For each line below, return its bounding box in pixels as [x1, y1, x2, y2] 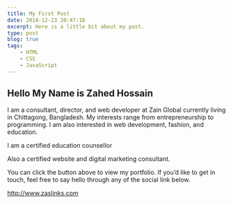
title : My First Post [7, 10, 70, 17]
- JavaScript [19, 62, 58, 69]
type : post [7, 29, 39, 37]
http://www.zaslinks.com [7, 189, 79, 198]
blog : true [7, 36, 39, 43]
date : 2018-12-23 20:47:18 [7, 17, 86, 24]
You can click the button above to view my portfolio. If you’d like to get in [7, 168, 216, 177]
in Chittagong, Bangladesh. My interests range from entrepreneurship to [7, 113, 214, 121]
